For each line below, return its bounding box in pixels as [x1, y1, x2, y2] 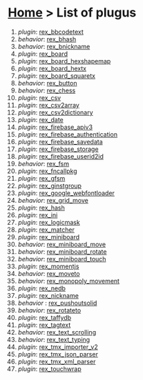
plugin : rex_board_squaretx [17, 71, 96, 80]
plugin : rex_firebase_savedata [17, 137, 103, 146]
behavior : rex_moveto [17, 269, 80, 277]
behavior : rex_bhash [17, 34, 77, 43]
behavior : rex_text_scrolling [17, 328, 96, 336]
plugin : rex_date [17, 115, 64, 123]
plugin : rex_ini [17, 210, 58, 219]
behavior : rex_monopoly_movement [17, 277, 120, 285]
